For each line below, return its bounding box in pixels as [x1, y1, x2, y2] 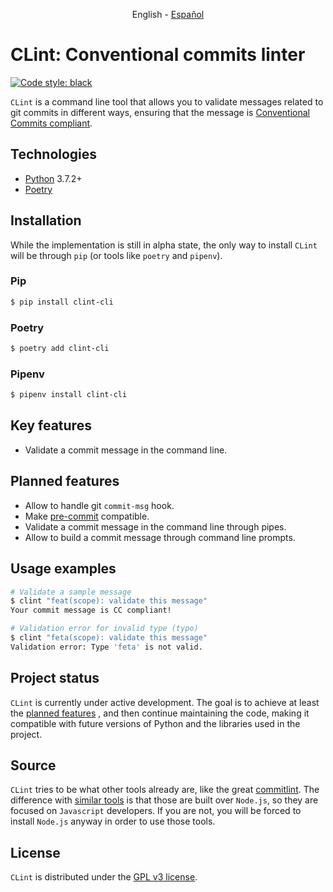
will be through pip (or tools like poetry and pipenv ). [10, 249, 223, 261]
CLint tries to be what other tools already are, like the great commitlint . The [10, 784, 320, 796]
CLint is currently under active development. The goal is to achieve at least [10, 696, 320, 708]
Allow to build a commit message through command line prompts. [24, 531, 296, 543]
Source [10, 757, 57, 774]
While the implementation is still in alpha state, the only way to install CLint [10, 239, 318, 251]
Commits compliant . [10, 117, 93, 129]
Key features [10, 417, 92, 434]
